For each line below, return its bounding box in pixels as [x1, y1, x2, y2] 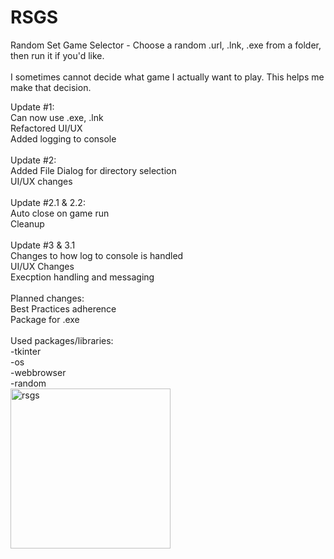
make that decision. [10, 81, 92, 93]
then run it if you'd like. [10, 49, 105, 61]
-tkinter [10, 345, 42, 357]
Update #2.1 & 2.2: [10, 196, 86, 208]
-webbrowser [10, 366, 67, 378]
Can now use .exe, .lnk [10, 111, 104, 123]
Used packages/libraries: [10, 334, 114, 346]
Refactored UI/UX [10, 122, 83, 134]
